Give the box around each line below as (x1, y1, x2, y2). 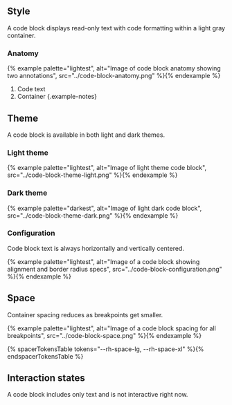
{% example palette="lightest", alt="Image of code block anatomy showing (7, 64, 222, 73)
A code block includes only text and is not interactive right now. (7, 390, 188, 399)
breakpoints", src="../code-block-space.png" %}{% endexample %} (7, 331, 202, 339)
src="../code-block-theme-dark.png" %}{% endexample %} (7, 211, 179, 220)
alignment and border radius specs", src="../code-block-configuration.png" (7, 265, 223, 273)
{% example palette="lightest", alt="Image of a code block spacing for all (7, 324, 216, 332)
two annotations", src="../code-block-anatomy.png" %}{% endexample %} (7, 72, 221, 80)
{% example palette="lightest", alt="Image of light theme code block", (7, 164, 206, 172)
